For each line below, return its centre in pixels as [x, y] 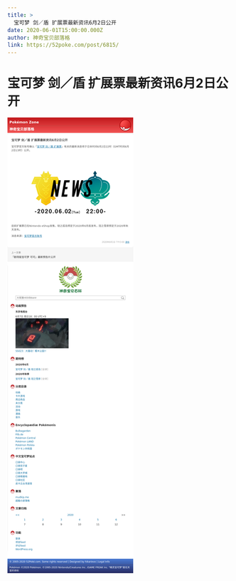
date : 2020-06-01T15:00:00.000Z [55, 30]
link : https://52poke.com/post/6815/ [63, 45]
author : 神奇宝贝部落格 [39, 38]
